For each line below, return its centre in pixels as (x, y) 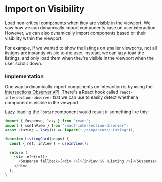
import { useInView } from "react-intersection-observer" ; (67, 126)
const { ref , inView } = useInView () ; (49, 143)
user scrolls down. (24, 63)
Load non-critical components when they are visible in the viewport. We (78, 23)
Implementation (25, 76)
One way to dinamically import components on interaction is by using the (79, 87)
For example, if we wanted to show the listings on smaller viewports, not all (81, 48)
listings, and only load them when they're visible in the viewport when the (79, 58)
